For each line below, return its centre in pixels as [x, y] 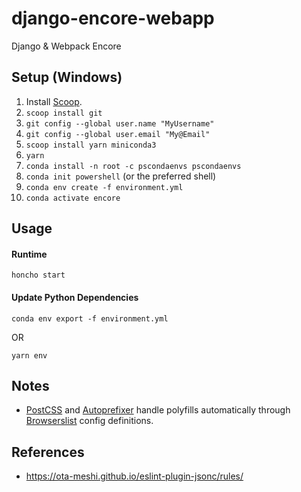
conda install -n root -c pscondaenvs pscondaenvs [133, 166]
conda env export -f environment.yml [90, 318]
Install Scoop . [54, 101]
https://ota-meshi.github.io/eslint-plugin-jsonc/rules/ [134, 476]
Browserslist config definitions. [89, 421]
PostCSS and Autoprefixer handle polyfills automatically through [158, 410]
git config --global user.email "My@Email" [118, 134]
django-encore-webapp [113, 18]
